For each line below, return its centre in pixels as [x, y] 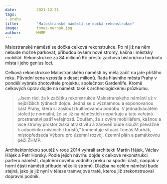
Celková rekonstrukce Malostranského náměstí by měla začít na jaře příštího [83, 72]
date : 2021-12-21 [32, 10]
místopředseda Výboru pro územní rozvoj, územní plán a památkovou [89, 135]
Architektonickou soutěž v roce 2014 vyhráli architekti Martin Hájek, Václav [82, 150]
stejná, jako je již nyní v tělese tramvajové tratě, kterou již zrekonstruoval [80, 171]
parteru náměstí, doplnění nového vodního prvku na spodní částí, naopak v [82, 160]
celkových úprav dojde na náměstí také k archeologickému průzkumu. [77, 88]
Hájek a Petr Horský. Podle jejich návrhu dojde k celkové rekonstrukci [77, 155]
